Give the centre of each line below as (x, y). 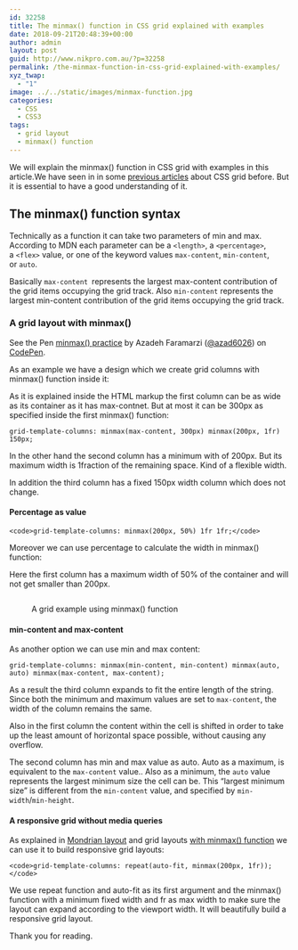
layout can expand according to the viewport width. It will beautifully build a (148, 909)
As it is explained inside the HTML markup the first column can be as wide (145, 396)
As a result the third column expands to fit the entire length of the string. (141, 690)
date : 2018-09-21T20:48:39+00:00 (71, 34)
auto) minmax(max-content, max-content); (87, 674)
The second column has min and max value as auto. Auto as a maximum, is (147, 762)
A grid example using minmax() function (105, 609)
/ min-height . (52, 800)
